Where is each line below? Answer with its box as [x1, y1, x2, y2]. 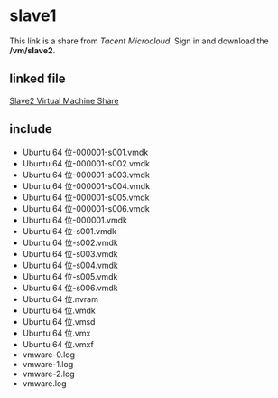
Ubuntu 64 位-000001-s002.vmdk [22, 157, 151, 168]
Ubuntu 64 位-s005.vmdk [22, 270, 118, 281]
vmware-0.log [22, 349, 75, 360]
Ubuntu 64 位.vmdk [22, 305, 97, 316]
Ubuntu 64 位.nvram [22, 293, 99, 304]
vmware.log [22, 377, 67, 389]
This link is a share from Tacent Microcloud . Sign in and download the [9, 35, 269, 46]
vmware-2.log [22, 368, 75, 379]
